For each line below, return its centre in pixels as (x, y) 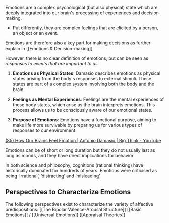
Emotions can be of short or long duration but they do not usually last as (80, 150)
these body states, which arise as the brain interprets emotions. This (84, 105)
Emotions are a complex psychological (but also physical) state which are (81, 7)
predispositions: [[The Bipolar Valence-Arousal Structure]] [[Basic (74, 209)
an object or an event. (35, 33)
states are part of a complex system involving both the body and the (83, 84)
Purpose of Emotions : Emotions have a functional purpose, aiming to (84, 120)
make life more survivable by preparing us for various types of (77, 125)
